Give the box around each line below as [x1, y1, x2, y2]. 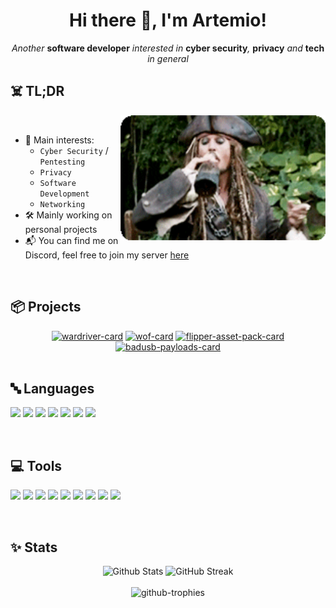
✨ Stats [10, 539, 58, 556]
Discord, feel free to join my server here [24, 249, 190, 261]
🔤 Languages [10, 380, 95, 397]
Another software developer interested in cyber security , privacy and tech [11, 42, 325, 54]
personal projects [24, 223, 98, 235]
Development [39, 189, 90, 199]
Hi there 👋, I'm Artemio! [69, 9, 267, 32]
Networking [39, 199, 86, 209]
